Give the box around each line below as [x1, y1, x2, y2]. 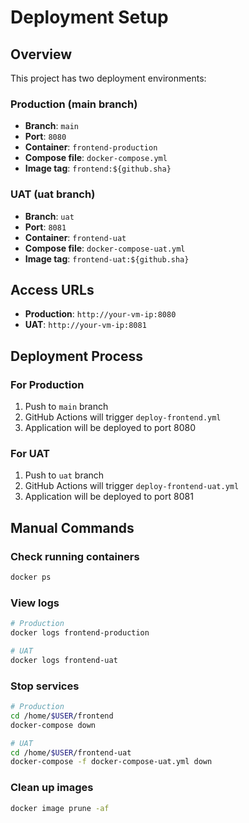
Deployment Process [10, 347, 144, 365]
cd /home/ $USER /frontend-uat [10, 747, 132, 758]
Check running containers [10, 549, 140, 563]
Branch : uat [24, 210, 75, 222]
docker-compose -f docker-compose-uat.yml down [10, 757, 213, 767]
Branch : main [24, 120, 79, 132]
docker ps [10, 572, 52, 583]
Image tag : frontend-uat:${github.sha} [24, 252, 190, 265]
